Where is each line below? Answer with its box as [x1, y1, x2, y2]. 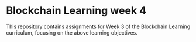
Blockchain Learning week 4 [6, 4, 147, 17]
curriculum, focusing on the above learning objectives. [6, 29, 137, 36]
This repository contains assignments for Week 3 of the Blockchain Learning [6, 23, 191, 30]
